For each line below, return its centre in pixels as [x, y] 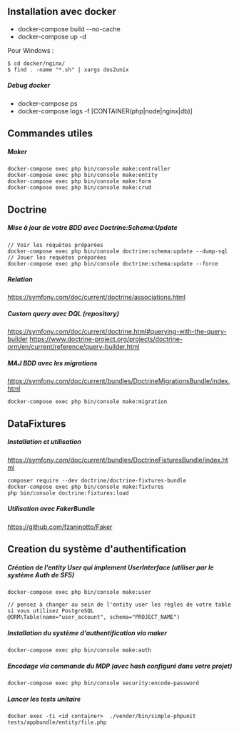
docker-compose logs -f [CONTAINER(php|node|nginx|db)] [105, 111]
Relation [20, 279]
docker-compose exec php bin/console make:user [80, 592]
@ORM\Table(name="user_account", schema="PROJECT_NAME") [94, 617]
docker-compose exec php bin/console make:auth [80, 650]
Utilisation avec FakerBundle [51, 509]
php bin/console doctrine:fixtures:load [68, 493]
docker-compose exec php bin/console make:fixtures [86, 487]
